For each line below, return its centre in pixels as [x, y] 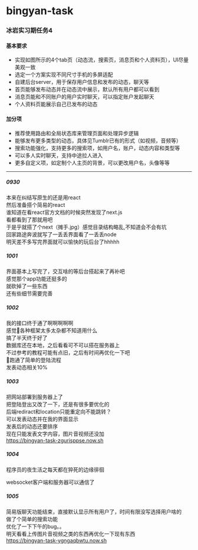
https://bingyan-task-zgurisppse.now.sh [55, 441]
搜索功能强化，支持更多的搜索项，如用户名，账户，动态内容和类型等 [97, 148]
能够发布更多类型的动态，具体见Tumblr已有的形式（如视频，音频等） [98, 141]
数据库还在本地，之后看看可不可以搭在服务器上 [63, 345]
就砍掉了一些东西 [27, 286]
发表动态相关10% [27, 367]
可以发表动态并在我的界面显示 [42, 419]
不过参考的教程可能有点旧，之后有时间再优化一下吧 [68, 353]
